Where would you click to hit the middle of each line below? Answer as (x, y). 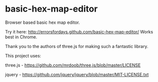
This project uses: (23, 56)
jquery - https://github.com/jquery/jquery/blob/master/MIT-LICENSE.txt (77, 74)
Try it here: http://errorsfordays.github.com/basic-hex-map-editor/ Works (79, 32)
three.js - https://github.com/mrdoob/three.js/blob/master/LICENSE (73, 65)
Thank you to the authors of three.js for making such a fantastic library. (77, 46)
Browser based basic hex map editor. (43, 22)
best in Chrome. (21, 37)
